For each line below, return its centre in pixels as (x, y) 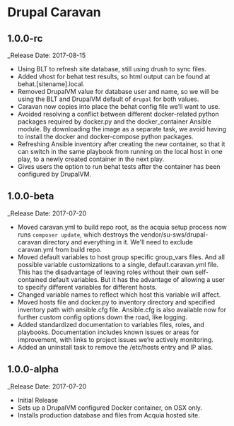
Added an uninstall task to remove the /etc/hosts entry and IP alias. (115, 347)
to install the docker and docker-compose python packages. (106, 136)
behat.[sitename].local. (51, 84)
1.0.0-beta (31, 196)
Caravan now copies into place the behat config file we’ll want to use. (119, 106)
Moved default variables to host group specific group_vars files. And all (121, 257)
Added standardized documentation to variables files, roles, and (111, 324)
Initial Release (38, 400)
